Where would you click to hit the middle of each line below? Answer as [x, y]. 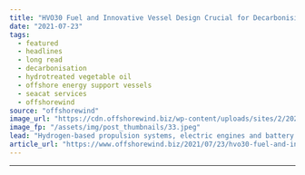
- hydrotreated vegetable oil [74, 77]
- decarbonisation [53, 69]
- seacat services [53, 93]
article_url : [34, 144]
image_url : [30, 119]
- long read [40, 60]
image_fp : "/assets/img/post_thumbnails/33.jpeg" [105, 128]
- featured [38, 43]
